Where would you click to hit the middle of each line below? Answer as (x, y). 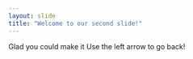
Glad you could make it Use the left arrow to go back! (97, 46)
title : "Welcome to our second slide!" (76, 23)
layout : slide (32, 16)
